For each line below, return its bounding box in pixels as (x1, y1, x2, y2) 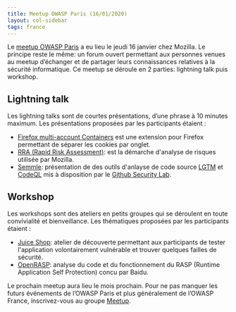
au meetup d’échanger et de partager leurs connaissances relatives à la (7, 58, 216, 66)
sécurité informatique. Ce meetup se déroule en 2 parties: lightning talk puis (7, 65, 228, 74)
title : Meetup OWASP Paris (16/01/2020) (7, 10, 128, 18)
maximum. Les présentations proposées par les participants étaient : (7, 119, 206, 127)
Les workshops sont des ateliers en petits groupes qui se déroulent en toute (7, 209, 228, 218)
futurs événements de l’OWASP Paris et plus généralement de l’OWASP (7, 289, 214, 297)
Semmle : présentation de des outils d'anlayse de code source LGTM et (17, 163, 223, 171)
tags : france (7, 23, 46, 30)
